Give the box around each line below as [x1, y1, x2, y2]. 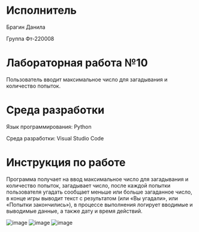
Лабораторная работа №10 [6, 56, 148, 70]
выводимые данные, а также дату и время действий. [6, 207, 143, 215]
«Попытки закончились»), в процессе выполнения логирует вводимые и [6, 201, 193, 208]
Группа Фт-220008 [6, 35, 55, 42]
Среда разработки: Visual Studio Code [6, 134, 104, 141]
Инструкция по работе [6, 156, 126, 169]
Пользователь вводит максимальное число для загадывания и [6, 76, 168, 83]
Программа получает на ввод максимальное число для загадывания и [6, 175, 189, 183]
